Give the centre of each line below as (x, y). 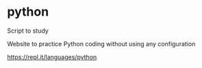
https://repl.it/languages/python (52, 57)
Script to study (28, 31)
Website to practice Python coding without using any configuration (101, 44)
